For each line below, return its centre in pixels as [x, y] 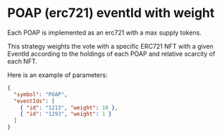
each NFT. [22, 61]
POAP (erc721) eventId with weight [111, 13]
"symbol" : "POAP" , [41, 94]
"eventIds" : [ [34, 101]
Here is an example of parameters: [57, 75]
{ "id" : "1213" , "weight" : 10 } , [69, 107]
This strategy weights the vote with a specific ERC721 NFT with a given [110, 46]
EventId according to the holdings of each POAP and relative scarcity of [111, 54]
